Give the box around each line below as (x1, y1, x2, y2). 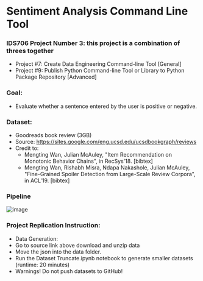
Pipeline (6, 192, 31, 201)
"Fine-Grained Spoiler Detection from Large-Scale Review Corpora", (24, 171, 196, 178)
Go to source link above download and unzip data (15, 241, 140, 249)
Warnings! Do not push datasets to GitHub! (15, 267, 123, 275)
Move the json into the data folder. (15, 248, 102, 255)
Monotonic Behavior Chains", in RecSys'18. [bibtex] (24, 157, 154, 165)
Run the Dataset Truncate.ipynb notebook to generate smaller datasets (15, 254, 193, 261)
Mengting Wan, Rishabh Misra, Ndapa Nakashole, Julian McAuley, (24, 164, 190, 171)
